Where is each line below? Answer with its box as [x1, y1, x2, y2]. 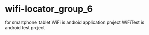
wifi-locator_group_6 [5, 3, 93, 15]
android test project [5, 24, 45, 30]
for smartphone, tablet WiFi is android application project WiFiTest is [5, 19, 145, 25]
